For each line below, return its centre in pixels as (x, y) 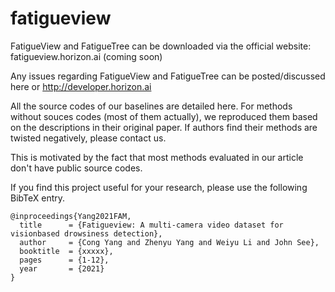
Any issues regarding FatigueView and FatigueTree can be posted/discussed (168, 76)
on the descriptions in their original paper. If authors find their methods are (164, 127)
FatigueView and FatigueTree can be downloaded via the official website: (161, 46)
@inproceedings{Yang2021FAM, (71, 216)
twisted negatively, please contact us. (88, 138)
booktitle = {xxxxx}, (66, 251)
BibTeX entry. (38, 198)
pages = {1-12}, (64, 260)
